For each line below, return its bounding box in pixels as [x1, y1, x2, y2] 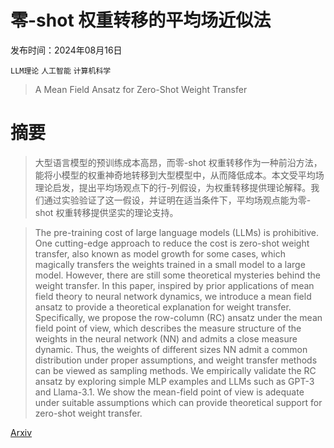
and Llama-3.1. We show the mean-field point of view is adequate [34, 386, 305, 398]
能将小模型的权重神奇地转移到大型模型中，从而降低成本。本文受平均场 [34, 169, 325, 181]
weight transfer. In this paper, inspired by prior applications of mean [34, 279, 315, 291]
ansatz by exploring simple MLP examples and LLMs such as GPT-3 [34, 375, 315, 387]
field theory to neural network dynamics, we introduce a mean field [34, 290, 312, 302]
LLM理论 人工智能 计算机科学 [10, 66, 112, 76]
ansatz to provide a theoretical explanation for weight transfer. [34, 301, 292, 313]
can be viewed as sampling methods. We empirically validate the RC [34, 364, 317, 376]
